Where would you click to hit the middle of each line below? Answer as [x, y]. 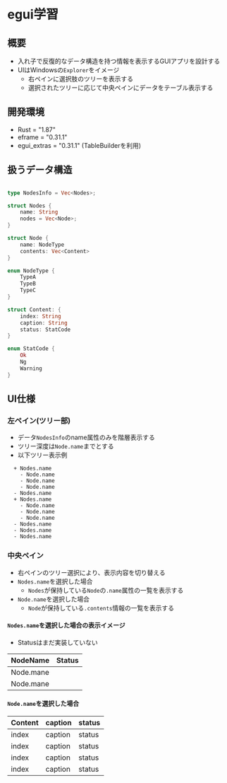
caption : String [44, 323]
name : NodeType [42, 245]
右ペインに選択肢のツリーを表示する [81, 79]
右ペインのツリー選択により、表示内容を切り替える [91, 572]
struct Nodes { [30, 206]
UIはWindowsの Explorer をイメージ [68, 70]
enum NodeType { [31, 271]
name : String [39, 212]
